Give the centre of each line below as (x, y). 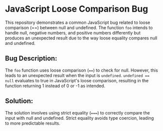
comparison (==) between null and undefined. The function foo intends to (79, 27)
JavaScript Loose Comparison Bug (77, 9)
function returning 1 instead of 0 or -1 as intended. (55, 86)
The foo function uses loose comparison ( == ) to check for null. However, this (81, 70)
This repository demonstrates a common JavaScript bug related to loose (78, 22)
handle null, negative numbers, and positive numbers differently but (73, 33)
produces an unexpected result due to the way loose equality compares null (81, 38)
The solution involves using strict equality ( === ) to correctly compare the (77, 112)
